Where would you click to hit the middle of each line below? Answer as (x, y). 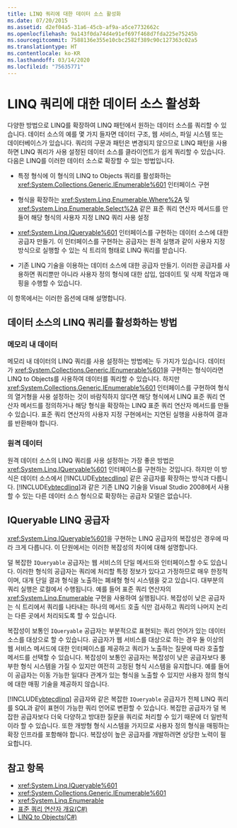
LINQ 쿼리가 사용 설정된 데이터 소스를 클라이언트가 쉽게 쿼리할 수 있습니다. (123, 151)
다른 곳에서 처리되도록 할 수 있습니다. (65, 616)
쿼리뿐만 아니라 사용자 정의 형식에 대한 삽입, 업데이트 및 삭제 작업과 (129, 274)
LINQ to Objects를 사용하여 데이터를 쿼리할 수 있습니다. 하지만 (94, 379)
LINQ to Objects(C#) (47, 817)
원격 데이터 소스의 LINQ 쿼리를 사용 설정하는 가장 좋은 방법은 (91, 460)
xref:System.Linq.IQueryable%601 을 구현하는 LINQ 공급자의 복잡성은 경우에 (114, 539)
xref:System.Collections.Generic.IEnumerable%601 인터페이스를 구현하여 (112, 388)
